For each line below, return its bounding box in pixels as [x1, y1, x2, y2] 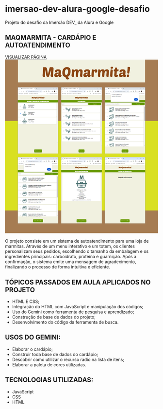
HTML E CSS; [12, 299, 40, 304]
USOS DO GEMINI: [5, 333, 61, 341]
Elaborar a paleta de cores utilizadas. [12, 361, 86, 368]
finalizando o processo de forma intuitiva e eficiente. [5, 264, 111, 270]
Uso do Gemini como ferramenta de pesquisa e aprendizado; [12, 309, 134, 315]
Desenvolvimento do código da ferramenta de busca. [12, 320, 119, 325]
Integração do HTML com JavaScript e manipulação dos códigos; [12, 304, 144, 310]
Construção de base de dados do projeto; [12, 314, 96, 320]
